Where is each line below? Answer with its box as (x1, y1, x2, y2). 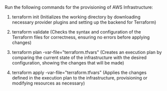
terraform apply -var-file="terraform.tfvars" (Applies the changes (11, 69, 147, 75)
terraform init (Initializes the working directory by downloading (11, 14, 140, 19)
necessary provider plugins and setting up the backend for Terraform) (11, 19, 156, 25)
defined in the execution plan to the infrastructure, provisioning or (11, 75, 148, 80)
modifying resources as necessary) (11, 80, 85, 86)
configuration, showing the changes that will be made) (11, 60, 124, 65)
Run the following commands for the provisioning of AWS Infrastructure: (4, 4, 153, 10)
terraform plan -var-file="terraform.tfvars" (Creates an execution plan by (11, 49, 162, 55)
